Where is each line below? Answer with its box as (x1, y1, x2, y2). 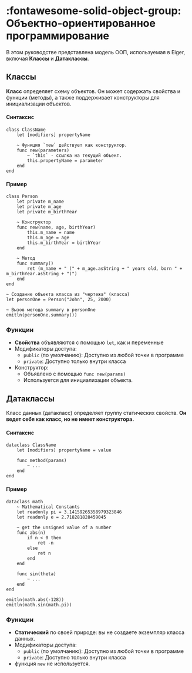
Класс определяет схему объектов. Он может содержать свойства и (6, 87, 181, 95)
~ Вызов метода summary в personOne (6, 307, 96, 313)
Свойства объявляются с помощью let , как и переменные (14, 339, 164, 346)
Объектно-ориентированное (6, 17, 156, 30)
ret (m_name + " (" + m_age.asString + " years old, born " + (27, 266, 183, 272)
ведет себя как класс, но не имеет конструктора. (6, 415, 134, 423)
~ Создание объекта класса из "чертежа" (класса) (6, 292, 130, 298)
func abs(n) (16, 529, 46, 536)
